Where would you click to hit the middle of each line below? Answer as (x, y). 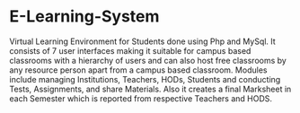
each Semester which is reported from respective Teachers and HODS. (141, 98)
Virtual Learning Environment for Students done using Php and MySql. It (142, 41)
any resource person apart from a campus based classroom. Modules (138, 70)
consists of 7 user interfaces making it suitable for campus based (130, 50)
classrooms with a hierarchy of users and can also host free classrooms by (148, 60)
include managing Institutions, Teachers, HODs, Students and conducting (145, 79)
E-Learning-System (84, 17)
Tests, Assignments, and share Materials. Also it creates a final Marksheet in (150, 89)
